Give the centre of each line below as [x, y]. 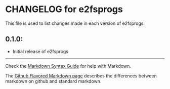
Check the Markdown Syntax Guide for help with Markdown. [68, 66]
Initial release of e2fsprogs [40, 51]
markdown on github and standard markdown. [53, 81]
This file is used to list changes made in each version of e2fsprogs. [75, 23]
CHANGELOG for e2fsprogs [64, 9]
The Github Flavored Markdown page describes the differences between [81, 76]
